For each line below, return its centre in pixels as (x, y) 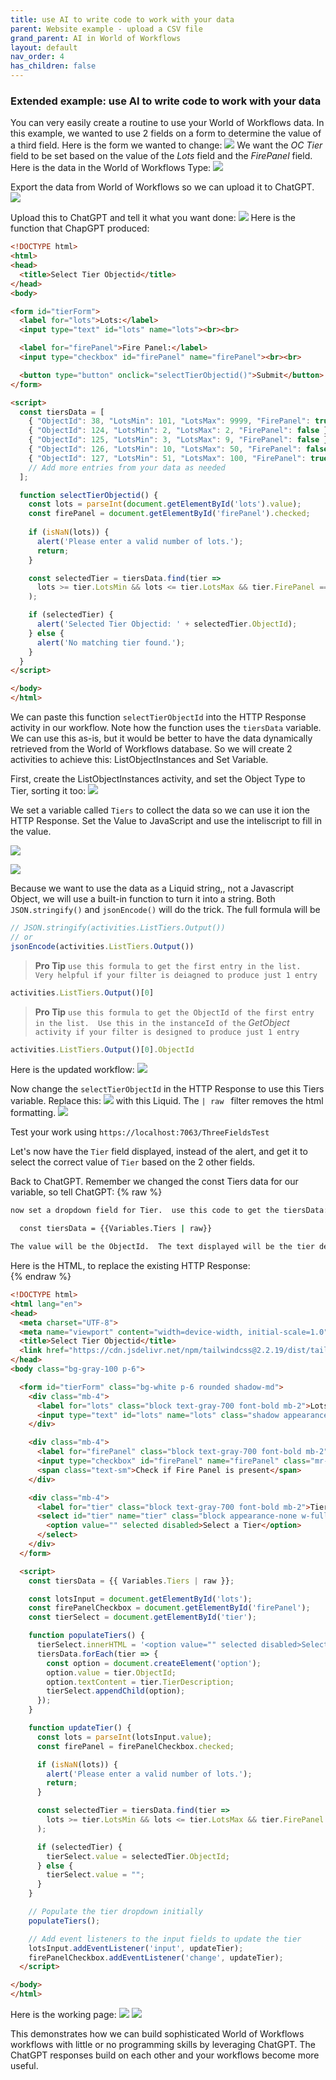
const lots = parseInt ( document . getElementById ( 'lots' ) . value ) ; (165, 504)
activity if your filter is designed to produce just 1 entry (167, 1032)
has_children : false (53, 66)
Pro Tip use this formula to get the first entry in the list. (168, 965)
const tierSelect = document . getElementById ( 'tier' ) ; (142, 1617)
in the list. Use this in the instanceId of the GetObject (162, 1022)
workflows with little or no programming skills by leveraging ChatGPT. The (163, 2045)
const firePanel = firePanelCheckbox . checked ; (135, 1746)
